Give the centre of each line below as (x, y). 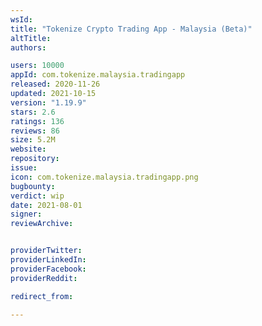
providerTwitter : (46, 251)
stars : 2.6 (33, 112)
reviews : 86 (35, 131)
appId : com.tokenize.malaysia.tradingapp (98, 75)
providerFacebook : (48, 269)
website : (28, 149)
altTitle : (31, 38)
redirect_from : (42, 296)
